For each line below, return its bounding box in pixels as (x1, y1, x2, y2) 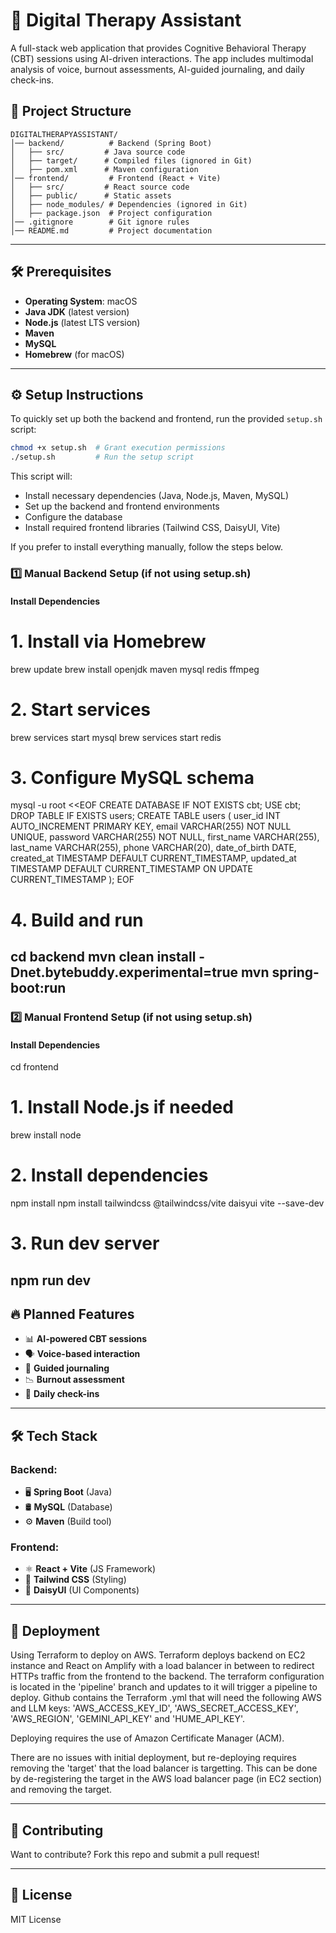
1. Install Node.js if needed (10, 1096, 234, 1119)
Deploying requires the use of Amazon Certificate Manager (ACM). (10, 1732, 285, 1744)
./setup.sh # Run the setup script (10, 452, 195, 463)
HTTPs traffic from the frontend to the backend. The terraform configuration (10, 1670, 325, 1683)
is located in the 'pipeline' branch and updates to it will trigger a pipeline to (10, 1681, 318, 1693)
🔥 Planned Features (10, 1306, 135, 1323)
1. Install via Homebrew (10, 630, 207, 653)
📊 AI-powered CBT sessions (24, 1333, 148, 1345)
